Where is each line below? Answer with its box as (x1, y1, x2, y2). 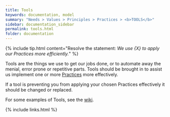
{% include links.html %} (5, 107, 57, 112)
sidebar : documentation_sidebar (5, 21, 74, 27)
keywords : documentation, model (5, 12, 74, 17)
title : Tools (5, 7, 33, 13)
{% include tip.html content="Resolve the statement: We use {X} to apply (5, 45, 160, 51)
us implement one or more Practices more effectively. (5, 72, 119, 77)
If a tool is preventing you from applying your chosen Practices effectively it (5, 81, 165, 87)
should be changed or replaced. (5, 87, 73, 92)
